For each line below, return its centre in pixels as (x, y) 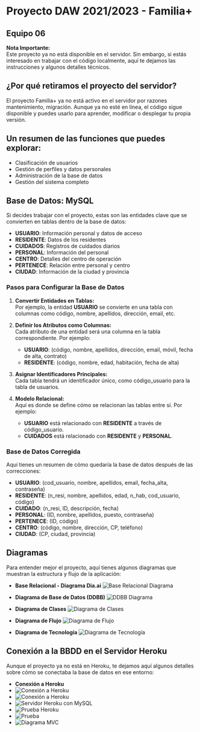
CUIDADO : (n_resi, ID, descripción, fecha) (67, 508)
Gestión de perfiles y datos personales (63, 169)
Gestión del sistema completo (52, 181)
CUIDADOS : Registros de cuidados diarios (67, 246)
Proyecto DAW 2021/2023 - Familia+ (99, 11)
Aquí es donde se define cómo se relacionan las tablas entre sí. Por (98, 405)
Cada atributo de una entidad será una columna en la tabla (88, 331)
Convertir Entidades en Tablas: (55, 300)
